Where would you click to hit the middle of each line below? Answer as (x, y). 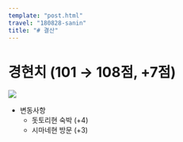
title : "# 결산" (33, 30)
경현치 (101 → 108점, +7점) (92, 72)
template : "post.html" (46, 15)
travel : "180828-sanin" (48, 23)
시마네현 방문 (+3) (60, 130)
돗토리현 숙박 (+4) (60, 121)
